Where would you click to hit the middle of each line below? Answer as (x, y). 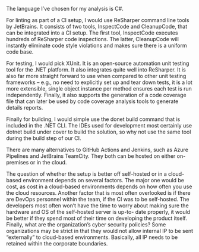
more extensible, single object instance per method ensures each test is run (99, 88)
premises (18, 162)
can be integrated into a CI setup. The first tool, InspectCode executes (92, 33)
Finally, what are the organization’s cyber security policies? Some (86, 225)
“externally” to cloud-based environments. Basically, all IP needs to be (92, 237)
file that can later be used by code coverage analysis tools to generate (92, 101)
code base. (20, 52)
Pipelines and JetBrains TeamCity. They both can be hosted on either (91, 156)
